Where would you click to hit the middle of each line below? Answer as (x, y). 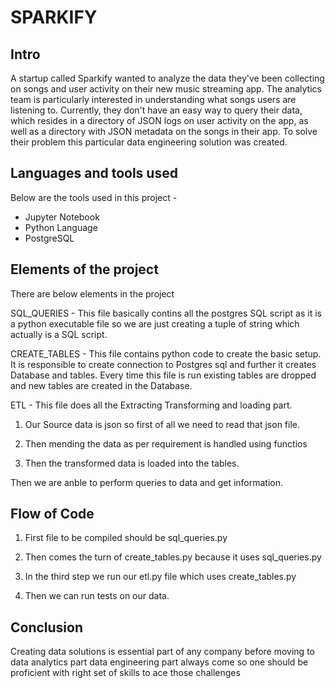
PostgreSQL (49, 238)
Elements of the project (84, 269)
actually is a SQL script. (59, 334)
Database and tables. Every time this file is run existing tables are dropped (163, 375)
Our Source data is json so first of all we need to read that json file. (162, 424)
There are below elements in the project (92, 293)
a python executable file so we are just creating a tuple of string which (155, 323)
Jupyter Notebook (62, 217)
